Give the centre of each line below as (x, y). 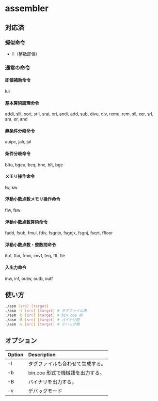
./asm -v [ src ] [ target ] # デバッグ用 (42, 324)
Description (42, 355)
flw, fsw (13, 210)
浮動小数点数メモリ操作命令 (33, 199)
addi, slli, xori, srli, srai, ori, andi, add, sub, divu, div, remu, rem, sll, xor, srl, (79, 114)
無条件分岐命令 (20, 131)
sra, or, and (16, 119)
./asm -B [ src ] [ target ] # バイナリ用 (42, 320)
